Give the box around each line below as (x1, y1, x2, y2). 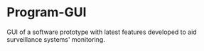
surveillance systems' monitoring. (6, 35, 106, 43)
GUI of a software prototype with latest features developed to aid (6, 28, 197, 36)
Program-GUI (6, 4, 87, 21)
